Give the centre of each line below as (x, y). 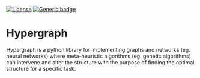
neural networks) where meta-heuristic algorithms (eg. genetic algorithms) (98, 56)
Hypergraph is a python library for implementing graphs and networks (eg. (98, 49)
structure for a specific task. (41, 68)
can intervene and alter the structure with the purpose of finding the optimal (100, 62)
